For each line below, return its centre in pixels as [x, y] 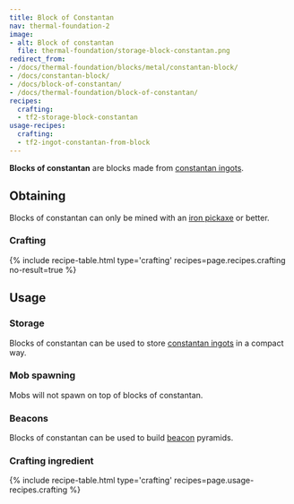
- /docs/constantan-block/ [60, 76]
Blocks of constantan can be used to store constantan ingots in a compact [147, 343]
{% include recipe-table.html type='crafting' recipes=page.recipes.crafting [147, 260]
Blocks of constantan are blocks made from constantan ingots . [127, 167]
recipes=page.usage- [214, 481]
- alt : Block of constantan [62, 43]
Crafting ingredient [52, 461]
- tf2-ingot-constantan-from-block [84, 142]
